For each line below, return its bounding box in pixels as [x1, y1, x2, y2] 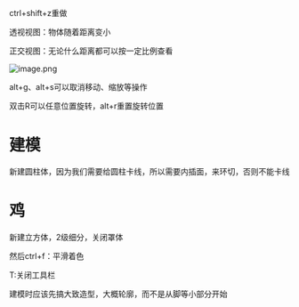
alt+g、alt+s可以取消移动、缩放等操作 [9, 82, 149, 92]
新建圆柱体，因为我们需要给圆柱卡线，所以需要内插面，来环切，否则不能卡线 [9, 166, 290, 176]
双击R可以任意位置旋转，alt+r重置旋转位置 [9, 101, 165, 111]
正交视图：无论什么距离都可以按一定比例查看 [9, 45, 174, 56]
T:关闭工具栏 [9, 270, 56, 280]
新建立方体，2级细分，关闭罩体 [9, 231, 124, 242]
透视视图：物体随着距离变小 [9, 27, 111, 37]
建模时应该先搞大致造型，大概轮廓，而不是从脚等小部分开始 [9, 288, 228, 299]
